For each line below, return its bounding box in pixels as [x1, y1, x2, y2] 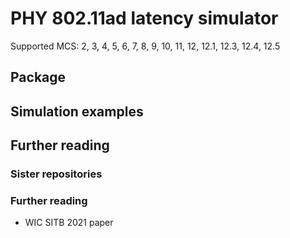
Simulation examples [10, 103, 144, 120]
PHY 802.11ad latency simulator [10, 7, 279, 30]
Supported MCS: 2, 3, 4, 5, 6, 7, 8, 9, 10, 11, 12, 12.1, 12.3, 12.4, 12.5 [10, 40, 281, 52]
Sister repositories [10, 167, 103, 181]
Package [10, 69, 67, 86]
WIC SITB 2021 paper [24, 217, 114, 229]
